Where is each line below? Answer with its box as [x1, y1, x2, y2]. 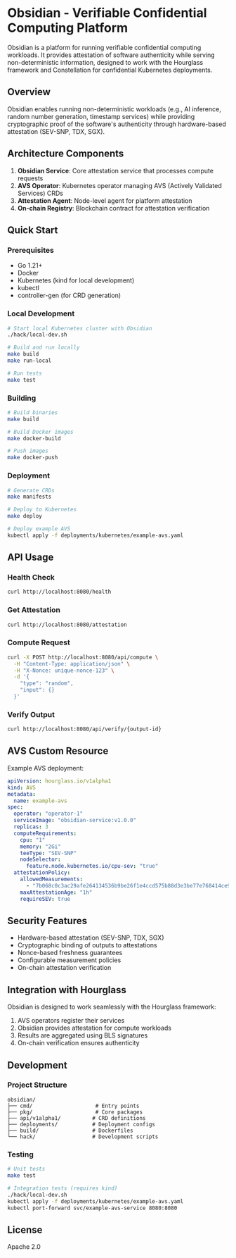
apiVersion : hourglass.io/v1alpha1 [7, 777, 112, 785]
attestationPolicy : [13, 869, 71, 876]
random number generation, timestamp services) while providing [7, 112, 195, 120]
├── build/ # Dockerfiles [7, 1127, 133, 1134]
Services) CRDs [17, 189, 64, 197]
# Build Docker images [7, 428, 74, 435]
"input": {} [20, 687, 55, 694]
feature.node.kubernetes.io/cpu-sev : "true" [25, 863, 159, 870]
